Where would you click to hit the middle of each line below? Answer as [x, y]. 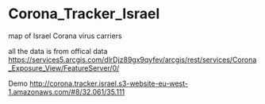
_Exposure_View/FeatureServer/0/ [64, 67]
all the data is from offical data [58, 51]
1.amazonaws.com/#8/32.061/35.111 [67, 91]
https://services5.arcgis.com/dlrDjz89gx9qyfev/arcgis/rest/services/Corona [132, 60]
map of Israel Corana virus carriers [65, 36]
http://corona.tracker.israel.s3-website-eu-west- [109, 83]
